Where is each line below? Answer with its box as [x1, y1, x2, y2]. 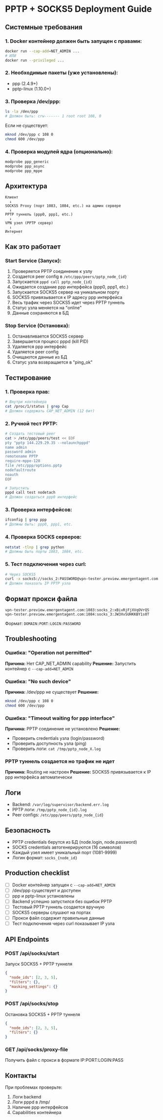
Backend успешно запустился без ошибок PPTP [12, 898, 112, 904]
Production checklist [5, 869, 70, 877]
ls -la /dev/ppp [5, 109, 38, 114]
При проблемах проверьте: [5, 1084, 62, 1091]
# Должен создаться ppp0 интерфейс [5, 495, 78, 500]
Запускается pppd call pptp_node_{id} [12, 279, 93, 285]
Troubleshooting [5, 634, 57, 643]
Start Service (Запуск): [5, 257, 62, 264]
